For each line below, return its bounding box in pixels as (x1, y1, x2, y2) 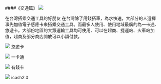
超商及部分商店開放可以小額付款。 (13, 34, 82, 39)
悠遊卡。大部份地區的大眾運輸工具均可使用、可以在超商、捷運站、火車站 (5, 28, 150, 33)
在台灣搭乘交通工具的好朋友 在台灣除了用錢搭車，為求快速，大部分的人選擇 (5, 15, 156, 21)
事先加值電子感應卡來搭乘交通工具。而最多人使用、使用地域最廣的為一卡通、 (5, 22, 159, 27)
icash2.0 (11, 75, 29, 80)
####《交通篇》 (5, 5, 38, 11)
